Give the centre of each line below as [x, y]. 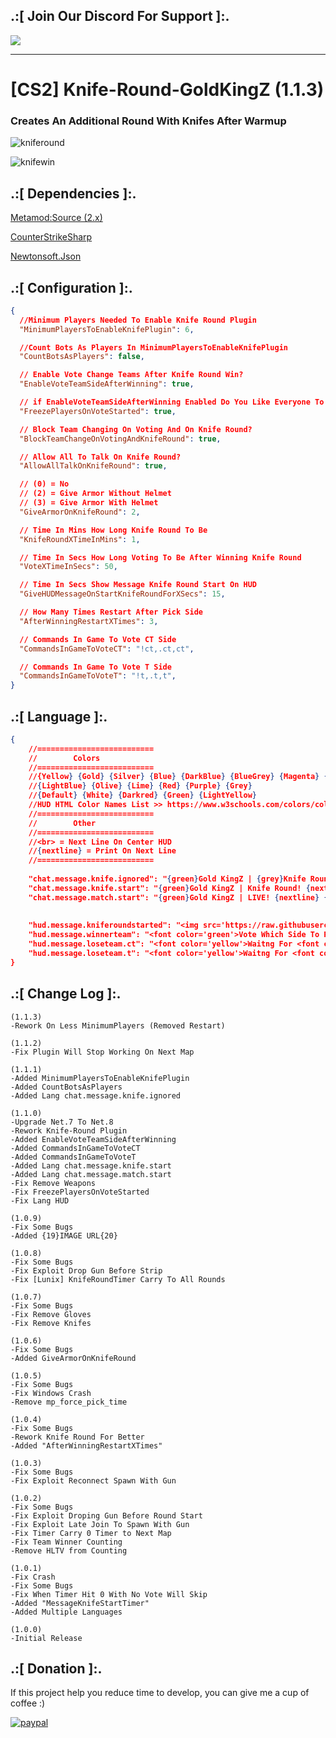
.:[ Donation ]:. [56, 1669]
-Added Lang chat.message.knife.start [91, 1165]
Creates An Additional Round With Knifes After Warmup [148, 121]
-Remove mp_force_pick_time [69, 1402]
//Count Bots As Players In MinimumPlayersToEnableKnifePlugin [153, 347]
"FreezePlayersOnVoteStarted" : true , [98, 411]
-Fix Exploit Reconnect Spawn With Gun [93, 1480]
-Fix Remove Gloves [51, 1314]
